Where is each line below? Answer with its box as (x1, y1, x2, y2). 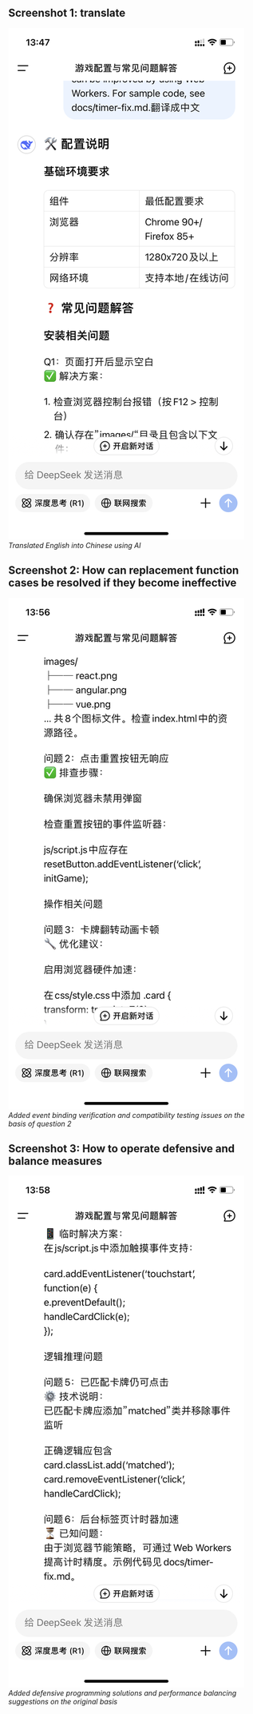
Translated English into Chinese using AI (8, 540, 141, 550)
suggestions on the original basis (8, 1697, 118, 1707)
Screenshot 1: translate (8, 6, 126, 20)
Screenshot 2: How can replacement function (8, 563, 239, 578)
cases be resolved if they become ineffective (8, 576, 237, 590)
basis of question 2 (8, 1119, 72, 1128)
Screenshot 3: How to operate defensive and (8, 1142, 235, 1155)
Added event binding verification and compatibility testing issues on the (8, 1110, 245, 1119)
